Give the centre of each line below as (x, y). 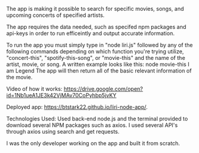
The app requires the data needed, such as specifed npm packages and (96, 27)
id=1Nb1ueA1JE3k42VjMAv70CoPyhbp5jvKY (62, 95)
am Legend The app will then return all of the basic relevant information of (99, 71)
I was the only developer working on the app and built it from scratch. (93, 143)
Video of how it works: (34, 89)
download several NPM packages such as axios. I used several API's (92, 125)
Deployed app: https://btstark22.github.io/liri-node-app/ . (77, 107)
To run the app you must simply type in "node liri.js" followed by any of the (99, 45)
